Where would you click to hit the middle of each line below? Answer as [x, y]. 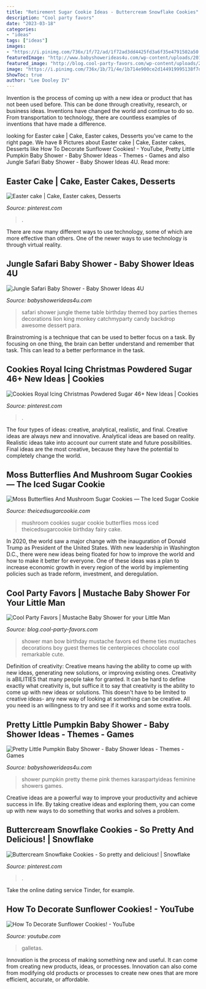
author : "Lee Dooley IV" [38, 80]
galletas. [32, 948]
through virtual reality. [34, 244]
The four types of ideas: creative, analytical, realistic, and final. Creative [97, 429]
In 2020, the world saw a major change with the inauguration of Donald [96, 541]
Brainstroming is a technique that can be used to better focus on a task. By [101, 337]
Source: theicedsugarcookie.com [48, 511]
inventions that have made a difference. [56, 124]
